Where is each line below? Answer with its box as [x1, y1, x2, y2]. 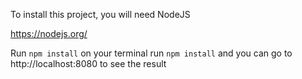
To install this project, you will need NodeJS [10, 9, 191, 20]
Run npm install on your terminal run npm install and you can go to [10, 47, 293, 59]
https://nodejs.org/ [10, 28, 88, 39]
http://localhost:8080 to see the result [10, 58, 167, 69]
